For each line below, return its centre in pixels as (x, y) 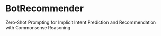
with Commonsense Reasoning (38, 27)
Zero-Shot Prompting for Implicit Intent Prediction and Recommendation (81, 22)
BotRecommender (45, 9)
